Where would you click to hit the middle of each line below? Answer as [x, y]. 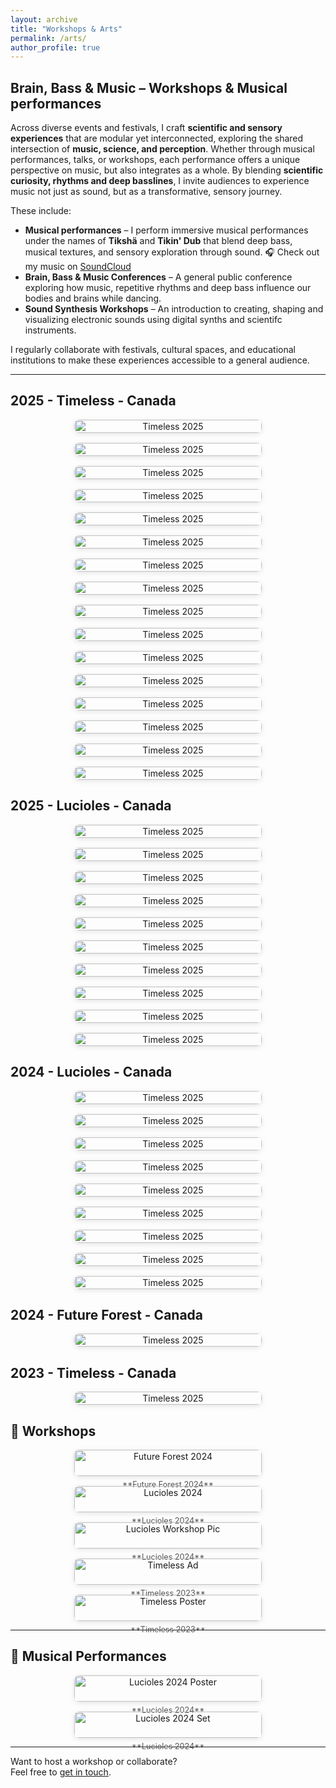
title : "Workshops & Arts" [66, 29]
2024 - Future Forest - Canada [107, 1314]
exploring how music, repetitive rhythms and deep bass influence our [168, 288]
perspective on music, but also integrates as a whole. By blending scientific [167, 170]
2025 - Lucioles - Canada [91, 806]
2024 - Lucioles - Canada [91, 1072]
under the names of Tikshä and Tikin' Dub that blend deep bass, [158, 241]
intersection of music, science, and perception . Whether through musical [162, 149]
